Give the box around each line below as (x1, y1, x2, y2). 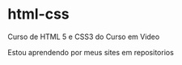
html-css (7, 5, 70, 24)
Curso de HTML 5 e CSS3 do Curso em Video (7, 32, 160, 41)
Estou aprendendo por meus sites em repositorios (7, 47, 175, 57)
